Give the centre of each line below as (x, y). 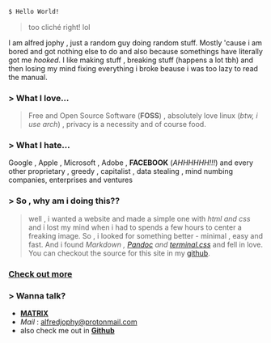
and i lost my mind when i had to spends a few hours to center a (135, 227)
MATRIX (34, 313)
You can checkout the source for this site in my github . (119, 253)
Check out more (40, 273)
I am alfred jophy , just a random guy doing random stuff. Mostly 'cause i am (135, 42)
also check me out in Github (67, 330)
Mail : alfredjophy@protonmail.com (78, 322)
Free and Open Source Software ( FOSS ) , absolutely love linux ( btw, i (143, 116)
